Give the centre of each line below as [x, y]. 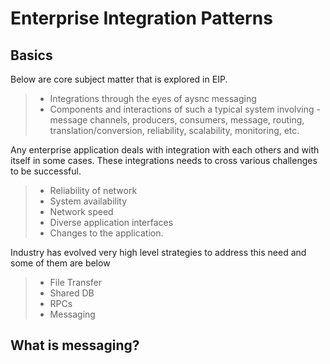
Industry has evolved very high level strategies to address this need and [158, 252]
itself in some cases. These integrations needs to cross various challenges [164, 160]
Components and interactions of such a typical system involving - [185, 109]
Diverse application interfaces [111, 222]
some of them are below [60, 263]
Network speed [81, 211]
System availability [88, 201]
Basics [31, 55]
